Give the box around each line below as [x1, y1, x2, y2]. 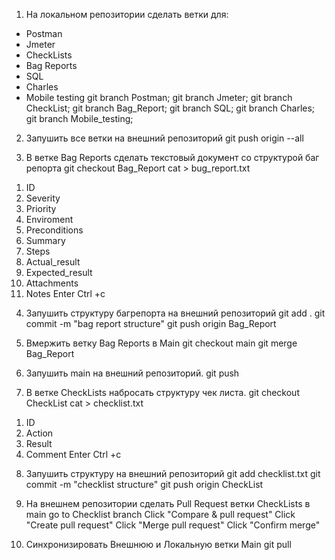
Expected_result [25, 267, 93, 278]
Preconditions [25, 224, 84, 236]
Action [25, 427, 54, 439]
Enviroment [25, 214, 74, 225]
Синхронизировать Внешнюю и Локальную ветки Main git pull [25, 539, 292, 550]
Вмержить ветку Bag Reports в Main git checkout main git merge [25, 337, 298, 349]
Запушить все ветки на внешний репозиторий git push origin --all [25, 132, 304, 144]
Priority [25, 203, 57, 214]
